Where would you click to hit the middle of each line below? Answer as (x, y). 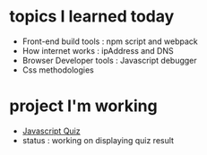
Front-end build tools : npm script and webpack (110, 41)
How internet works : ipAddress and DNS (98, 50)
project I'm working (84, 106)
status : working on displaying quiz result (98, 140)
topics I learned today (92, 17)
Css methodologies (58, 70)
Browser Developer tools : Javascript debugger (109, 60)
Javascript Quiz (51, 131)
